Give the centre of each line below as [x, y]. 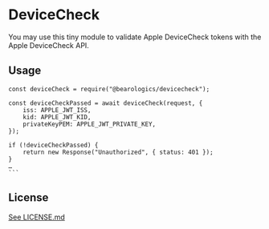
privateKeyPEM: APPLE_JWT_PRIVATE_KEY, [90, 124]
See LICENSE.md [37, 217]
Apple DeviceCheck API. [49, 45]
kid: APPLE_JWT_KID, [57, 117]
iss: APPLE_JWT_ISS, [57, 110]
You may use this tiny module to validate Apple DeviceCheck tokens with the [135, 37]
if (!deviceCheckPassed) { [53, 145]
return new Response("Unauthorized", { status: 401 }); [118, 152]
